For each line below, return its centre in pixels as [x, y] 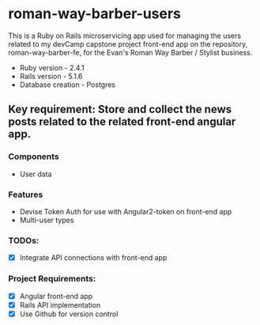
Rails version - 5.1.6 [51, 76]
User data [36, 174]
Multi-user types [47, 220]
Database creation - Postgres [68, 85]
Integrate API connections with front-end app [93, 258]
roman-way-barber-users [95, 14]
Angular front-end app [56, 296]
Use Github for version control [69, 314]
